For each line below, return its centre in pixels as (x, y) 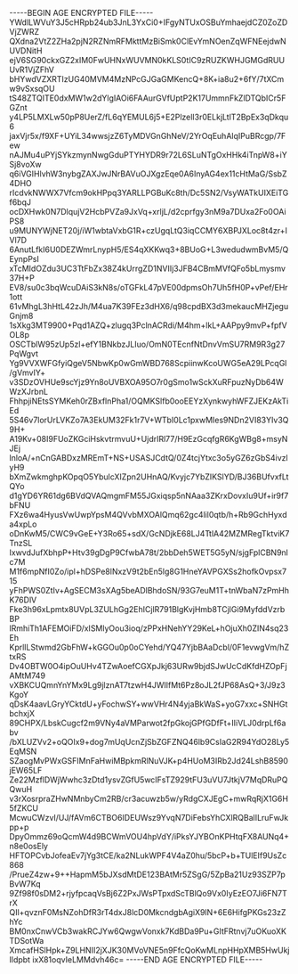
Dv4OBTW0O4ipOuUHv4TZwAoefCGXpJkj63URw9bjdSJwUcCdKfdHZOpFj (148, 666)
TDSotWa (27, 941)
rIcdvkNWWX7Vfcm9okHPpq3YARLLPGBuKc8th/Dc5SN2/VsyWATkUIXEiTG (149, 192)
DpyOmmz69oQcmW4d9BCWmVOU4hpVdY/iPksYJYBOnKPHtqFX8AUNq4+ (149, 836)
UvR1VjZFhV (32, 70)
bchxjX (22, 713)
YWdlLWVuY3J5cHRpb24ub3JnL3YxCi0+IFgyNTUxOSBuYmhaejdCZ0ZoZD (149, 22)
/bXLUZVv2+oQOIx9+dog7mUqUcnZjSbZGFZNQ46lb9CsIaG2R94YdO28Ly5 (149, 742)
